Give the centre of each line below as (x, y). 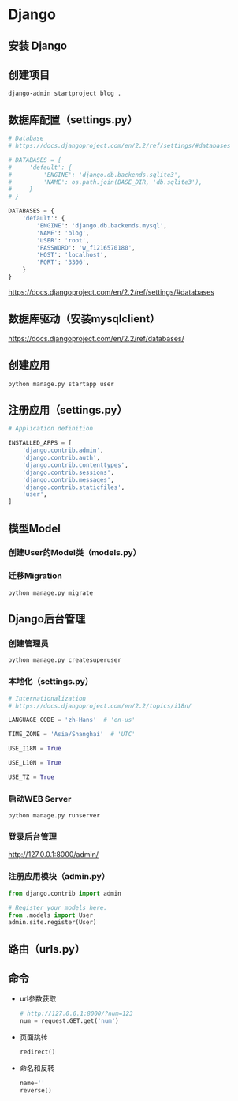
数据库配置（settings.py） (73, 120)
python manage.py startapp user (61, 384)
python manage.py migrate (50, 593)
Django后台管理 (47, 619)
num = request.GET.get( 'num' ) (69, 1021)
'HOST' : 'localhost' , (72, 255)
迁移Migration (35, 576)
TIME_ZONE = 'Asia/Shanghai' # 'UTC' (72, 735)
